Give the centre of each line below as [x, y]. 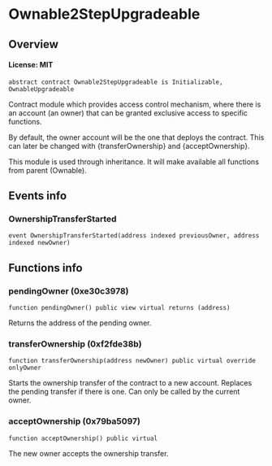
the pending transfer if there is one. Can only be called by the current [124, 392]
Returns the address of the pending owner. [80, 323]
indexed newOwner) [39, 243]
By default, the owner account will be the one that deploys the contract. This [136, 137]
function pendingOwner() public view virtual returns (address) [119, 308]
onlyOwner [25, 368]
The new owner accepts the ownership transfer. [89, 453]
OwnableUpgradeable [41, 89]
